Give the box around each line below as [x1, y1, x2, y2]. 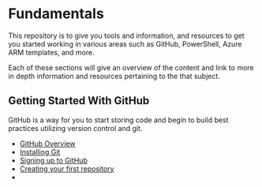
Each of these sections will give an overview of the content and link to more [8, 62, 254, 72]
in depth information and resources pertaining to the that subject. [8, 71, 221, 80]
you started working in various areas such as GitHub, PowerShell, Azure [8, 39, 242, 48]
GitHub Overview [19, 139, 76, 148]
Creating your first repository [19, 163, 114, 174]
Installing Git [19, 147, 61, 156]
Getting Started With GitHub [8, 94, 150, 107]
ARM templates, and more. [8, 47, 95, 57]
